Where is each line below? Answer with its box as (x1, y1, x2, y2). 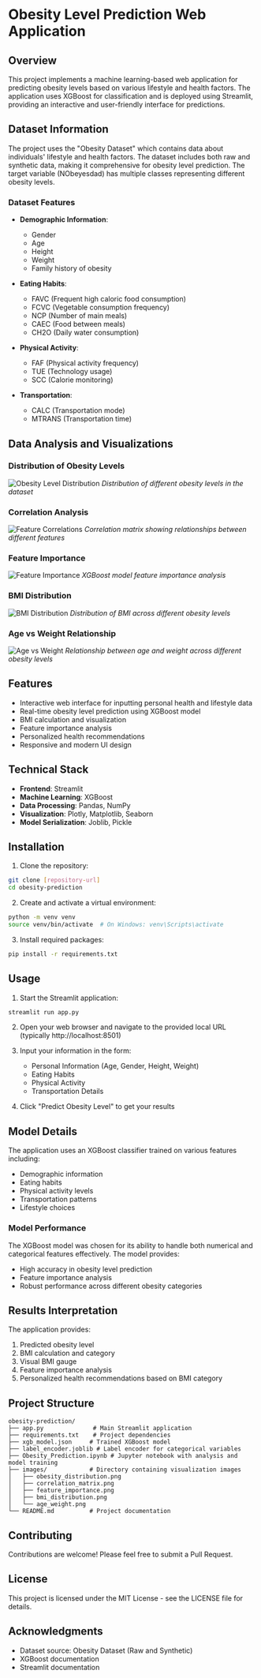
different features (8, 533, 65, 542)
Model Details (8, 1125, 77, 1138)
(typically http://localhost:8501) (19, 1031, 121, 1040)
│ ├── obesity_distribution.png (8, 1473, 122, 1481)
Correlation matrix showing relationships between (84, 525, 247, 534)
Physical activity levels (19, 1186, 94, 1196)
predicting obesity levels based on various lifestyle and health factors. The (8, 83, 251, 92)
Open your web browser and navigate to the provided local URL (19, 1022, 227, 1032)
